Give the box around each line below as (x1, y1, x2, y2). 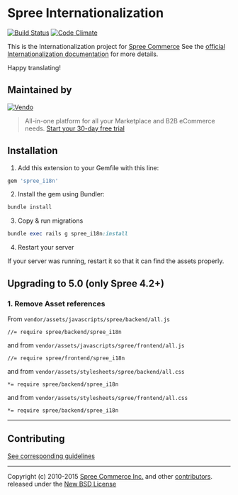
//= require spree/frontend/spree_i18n (7, 355, 125, 362)
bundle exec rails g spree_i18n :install (7, 230, 129, 238)
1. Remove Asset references (7, 299, 106, 308)
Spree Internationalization (7, 5, 164, 21)
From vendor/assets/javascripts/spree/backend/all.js (7, 314, 170, 323)
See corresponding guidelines (7, 452, 96, 460)
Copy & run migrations (17, 216, 84, 225)
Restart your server (17, 243, 74, 252)
